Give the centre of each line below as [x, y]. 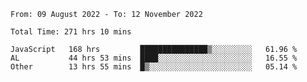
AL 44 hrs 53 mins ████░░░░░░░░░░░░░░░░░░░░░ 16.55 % [154, 58]
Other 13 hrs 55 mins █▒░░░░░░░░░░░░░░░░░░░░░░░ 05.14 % [154, 67]
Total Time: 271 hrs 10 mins [71, 32]
